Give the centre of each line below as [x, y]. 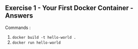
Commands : [18, 27]
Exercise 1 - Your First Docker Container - [69, 8]
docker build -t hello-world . [44, 37]
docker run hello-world [36, 43]
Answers [19, 16]
